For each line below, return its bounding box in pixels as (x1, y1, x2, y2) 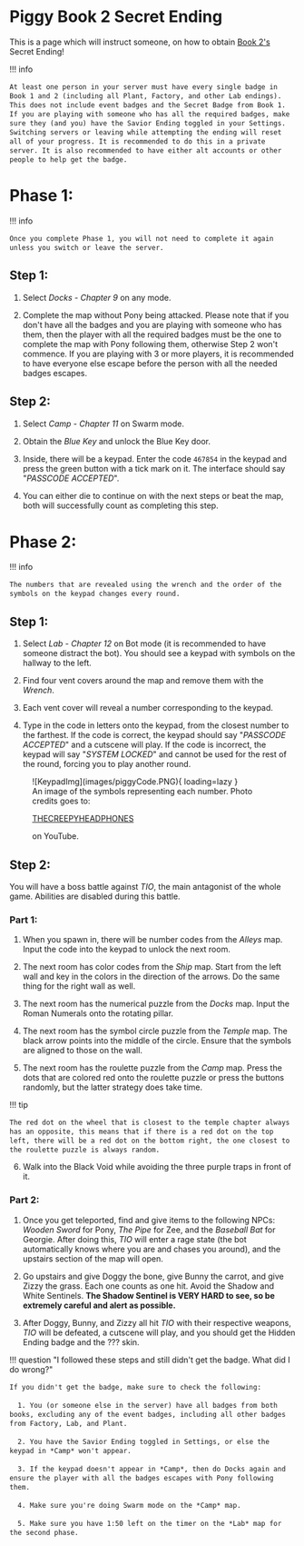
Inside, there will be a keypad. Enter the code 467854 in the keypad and (22, 453, 288, 464)
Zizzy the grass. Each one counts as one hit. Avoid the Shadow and (22, 1280, 275, 1292)
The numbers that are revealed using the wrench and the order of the (9, 580, 282, 590)
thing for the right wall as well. (22, 981, 136, 992)
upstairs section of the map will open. (22, 1252, 163, 1264)
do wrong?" (9, 1363, 54, 1374)
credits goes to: (32, 795, 91, 806)
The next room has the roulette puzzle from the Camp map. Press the (22, 1062, 283, 1073)
